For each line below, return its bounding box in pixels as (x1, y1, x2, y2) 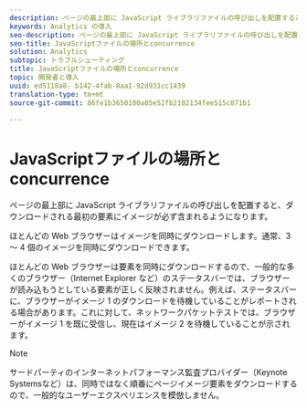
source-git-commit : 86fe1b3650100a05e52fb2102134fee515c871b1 (9, 98, 251, 108)
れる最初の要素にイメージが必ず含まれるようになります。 (57, 211, 273, 222)
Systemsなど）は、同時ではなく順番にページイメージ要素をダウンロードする (9, 378, 298, 389)
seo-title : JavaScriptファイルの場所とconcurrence (9, 38, 196, 48)
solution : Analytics (9, 47, 89, 57)
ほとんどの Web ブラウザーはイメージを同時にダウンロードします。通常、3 (9, 230, 291, 242)
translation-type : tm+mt (9, 89, 104, 99)
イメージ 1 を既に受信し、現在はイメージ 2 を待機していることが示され (25, 319, 291, 330)
